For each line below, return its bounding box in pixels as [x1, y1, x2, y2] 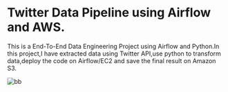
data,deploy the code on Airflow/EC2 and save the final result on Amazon [7, 56, 216, 65]
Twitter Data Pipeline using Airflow [7, 5, 211, 21]
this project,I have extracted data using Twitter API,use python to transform [7, 49, 221, 58]
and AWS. [7, 19, 66, 35]
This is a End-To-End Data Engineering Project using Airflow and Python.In [7, 42, 220, 50]
